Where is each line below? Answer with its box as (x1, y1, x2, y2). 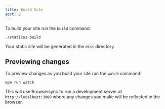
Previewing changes (5, 57, 70, 66)
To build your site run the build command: (5, 25, 91, 31)
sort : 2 (5, 12, 21, 17)
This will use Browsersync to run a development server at (5, 89, 123, 95)
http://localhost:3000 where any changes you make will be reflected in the (5, 94, 161, 100)
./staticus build (5, 35, 41, 40)
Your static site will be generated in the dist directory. (5, 43, 115, 49)
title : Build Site (5, 7, 43, 12)
